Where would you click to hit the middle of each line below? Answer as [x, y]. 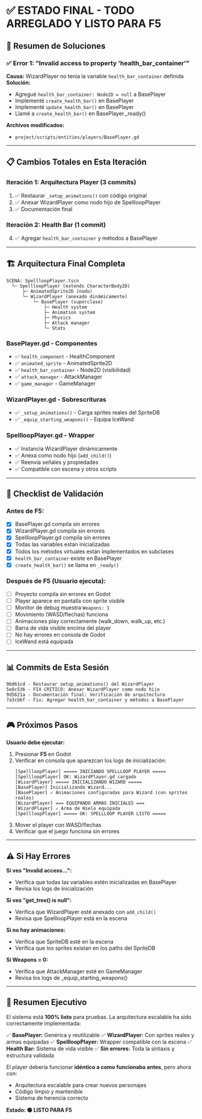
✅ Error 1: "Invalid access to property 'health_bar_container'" [98, 63]
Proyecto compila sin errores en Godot [63, 594]
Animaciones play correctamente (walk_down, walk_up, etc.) [90, 621]
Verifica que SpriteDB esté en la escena [64, 941]
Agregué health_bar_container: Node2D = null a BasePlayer [90, 94]
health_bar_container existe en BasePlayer [68, 558]
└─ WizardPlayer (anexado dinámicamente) [75, 296]
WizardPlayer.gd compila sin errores [60, 531]
